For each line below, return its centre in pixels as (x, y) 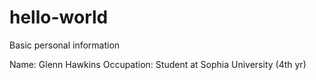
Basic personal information (65, 45)
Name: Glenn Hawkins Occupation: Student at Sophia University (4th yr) (158, 64)
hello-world (59, 17)
